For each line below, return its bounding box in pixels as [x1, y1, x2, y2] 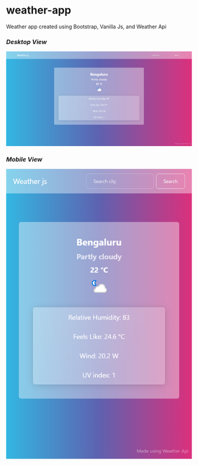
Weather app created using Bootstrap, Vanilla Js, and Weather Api [6, 23, 167, 30]
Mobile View [6, 155, 42, 163]
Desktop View [6, 38, 47, 46]
